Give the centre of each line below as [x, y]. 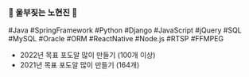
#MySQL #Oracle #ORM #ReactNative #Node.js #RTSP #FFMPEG [116, 39]
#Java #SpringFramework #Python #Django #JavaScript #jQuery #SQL [125, 30]
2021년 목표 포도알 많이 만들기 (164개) [80, 65]
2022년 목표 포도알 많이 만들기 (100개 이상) [88, 55]
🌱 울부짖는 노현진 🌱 [43, 12]
